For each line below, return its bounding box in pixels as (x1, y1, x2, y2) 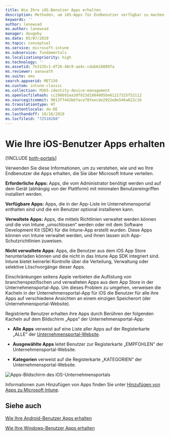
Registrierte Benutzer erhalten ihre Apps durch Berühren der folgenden (5, 310, 154, 316)
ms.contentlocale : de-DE (5, 107, 58, 112)
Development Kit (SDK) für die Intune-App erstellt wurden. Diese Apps (5, 227, 152, 233)
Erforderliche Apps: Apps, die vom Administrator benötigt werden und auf (5, 180, 161, 186)
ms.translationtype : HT (5, 102, 56, 107)
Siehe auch (5, 401, 42, 410)
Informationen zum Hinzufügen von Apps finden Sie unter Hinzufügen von (5, 381, 161, 387)
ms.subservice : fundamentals (5, 50, 67, 55)
